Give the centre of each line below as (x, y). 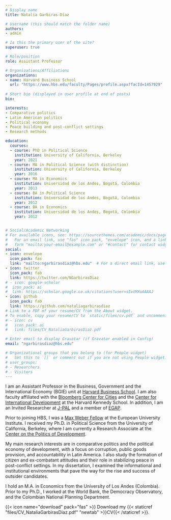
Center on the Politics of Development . (46, 434)
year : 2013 (26, 188)
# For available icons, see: (36, 235)
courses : (19, 146)
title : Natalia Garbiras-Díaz (37, 15)
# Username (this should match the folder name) (58, 24)
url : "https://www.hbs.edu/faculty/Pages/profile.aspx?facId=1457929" (86, 85)
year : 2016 (26, 174)
